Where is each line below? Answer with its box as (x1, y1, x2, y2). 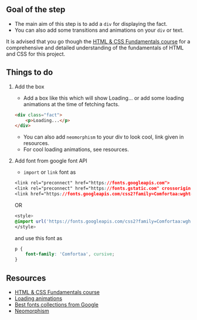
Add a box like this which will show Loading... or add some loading (23, 94, 184, 102)
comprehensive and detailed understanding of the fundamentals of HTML (6, 44, 184, 51)
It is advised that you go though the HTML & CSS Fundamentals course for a (6, 38, 191, 45)
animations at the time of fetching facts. (23, 100, 120, 107)
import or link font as (23, 169, 76, 176)
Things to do (6, 68, 53, 78)
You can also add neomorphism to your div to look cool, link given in (23, 133, 184, 140)
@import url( (14, 218, 47, 224)
